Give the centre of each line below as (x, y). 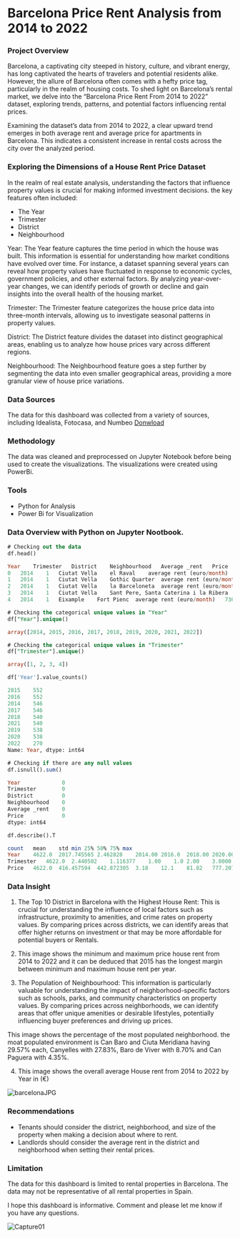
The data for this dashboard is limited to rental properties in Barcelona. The (118, 1184)
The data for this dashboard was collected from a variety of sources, (109, 415)
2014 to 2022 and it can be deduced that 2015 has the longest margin (120, 961)
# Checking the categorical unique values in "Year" (87, 613)
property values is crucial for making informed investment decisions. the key (120, 190)
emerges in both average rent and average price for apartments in (105, 133)
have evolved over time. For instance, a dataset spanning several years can (118, 263)
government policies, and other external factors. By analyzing (98, 278)
